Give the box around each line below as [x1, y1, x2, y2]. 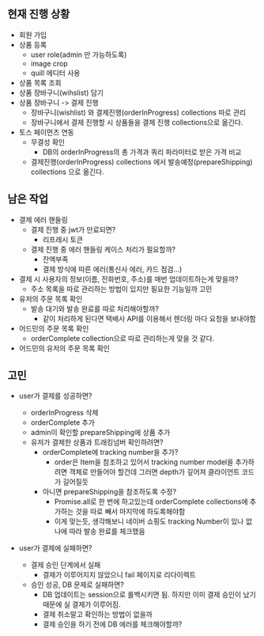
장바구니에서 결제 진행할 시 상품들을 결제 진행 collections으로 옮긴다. [30, 117, 243, 127]
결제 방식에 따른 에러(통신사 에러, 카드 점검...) [42, 264, 183, 274]
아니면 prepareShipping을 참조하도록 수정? [42, 487, 177, 497]
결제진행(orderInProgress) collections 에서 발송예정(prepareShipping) [30, 157, 254, 166]
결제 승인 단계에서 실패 [30, 560, 101, 570]
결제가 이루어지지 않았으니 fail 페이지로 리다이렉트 [42, 570, 197, 580]
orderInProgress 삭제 [30, 408, 99, 418]
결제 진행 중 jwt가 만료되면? [30, 225, 116, 234]
